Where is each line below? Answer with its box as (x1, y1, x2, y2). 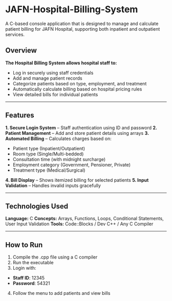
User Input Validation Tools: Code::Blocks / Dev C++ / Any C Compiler (5, 221, 154, 227)
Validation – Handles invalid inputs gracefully (5, 182, 101, 189)
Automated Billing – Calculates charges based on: (5, 135, 112, 142)
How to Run (5, 240, 43, 249)
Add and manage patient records (12, 75, 83, 81)
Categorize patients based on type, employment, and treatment (12, 80, 147, 86)
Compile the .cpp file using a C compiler (12, 254, 98, 260)
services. (5, 31, 25, 37)
